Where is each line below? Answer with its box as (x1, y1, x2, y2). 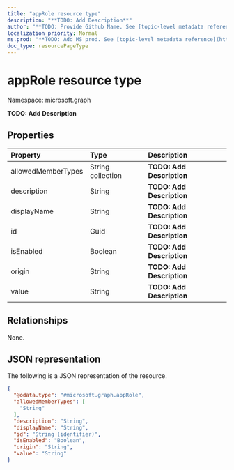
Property (10, 150, 41, 160)
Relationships (7, 314, 68, 326)
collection (89, 170, 123, 180)
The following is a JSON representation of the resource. (7, 372, 167, 380)
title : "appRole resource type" (7, 10, 101, 17)
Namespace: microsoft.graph (7, 96, 91, 104)
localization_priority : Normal (7, 29, 98, 37)
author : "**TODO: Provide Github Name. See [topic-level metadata (7, 23, 204, 30)
